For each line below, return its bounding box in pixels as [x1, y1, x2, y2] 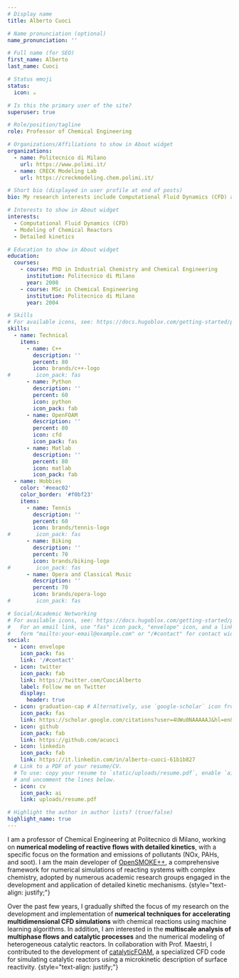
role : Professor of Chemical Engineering [7, 128, 132, 136]
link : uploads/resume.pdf [20, 796, 97, 803]
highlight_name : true [7, 815, 72, 823]
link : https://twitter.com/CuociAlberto [20, 676, 142, 684]
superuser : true [7, 109, 55, 116]
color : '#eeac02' [20, 485, 72, 492]
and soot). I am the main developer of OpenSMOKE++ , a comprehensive [7, 857, 220, 866]
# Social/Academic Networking [7, 610, 97, 617]
